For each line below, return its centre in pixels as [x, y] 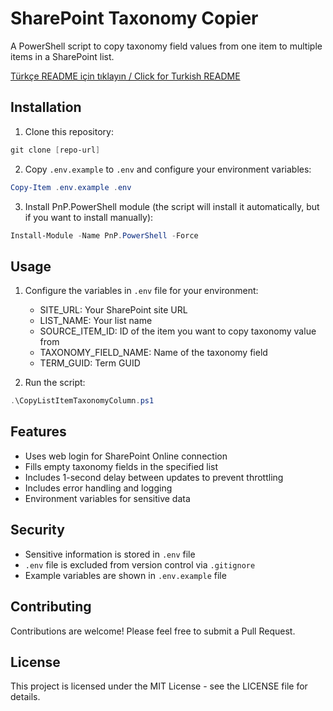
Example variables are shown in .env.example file [125, 575]
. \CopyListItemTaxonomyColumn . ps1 [82, 401]
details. [25, 697]
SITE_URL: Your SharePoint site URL [113, 310]
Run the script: [55, 383]
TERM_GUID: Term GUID [90, 363]
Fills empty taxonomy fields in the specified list [121, 466]
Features [38, 432]
